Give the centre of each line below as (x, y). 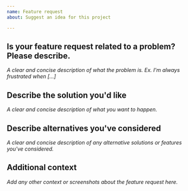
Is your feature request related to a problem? (91, 46)
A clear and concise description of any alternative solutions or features (94, 142)
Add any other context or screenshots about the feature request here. (92, 181)
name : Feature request (35, 12)
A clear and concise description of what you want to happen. (82, 109)
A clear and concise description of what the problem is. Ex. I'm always (93, 70)
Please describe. (39, 56)
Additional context (42, 167)
